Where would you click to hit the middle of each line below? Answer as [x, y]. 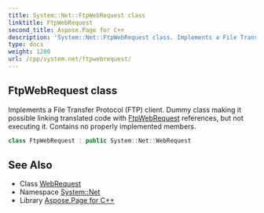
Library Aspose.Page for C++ [67, 200]
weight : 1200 [29, 52]
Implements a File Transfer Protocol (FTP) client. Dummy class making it [125, 110]
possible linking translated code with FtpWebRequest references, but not [126, 117]
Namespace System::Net [60, 192]
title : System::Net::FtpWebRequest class [77, 15]
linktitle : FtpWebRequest [50, 23]
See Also [30, 165]
